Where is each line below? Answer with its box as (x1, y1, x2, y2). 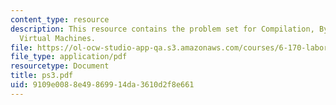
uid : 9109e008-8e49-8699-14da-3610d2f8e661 (10, 80, 195, 90)
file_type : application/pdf (10, 52, 128, 62)
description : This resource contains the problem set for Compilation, (10, 24, 315, 34)
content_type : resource (10, 14, 110, 25)
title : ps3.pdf (10, 71, 74, 81)
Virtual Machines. (19, 33, 97, 43)
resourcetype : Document (10, 61, 110, 71)
